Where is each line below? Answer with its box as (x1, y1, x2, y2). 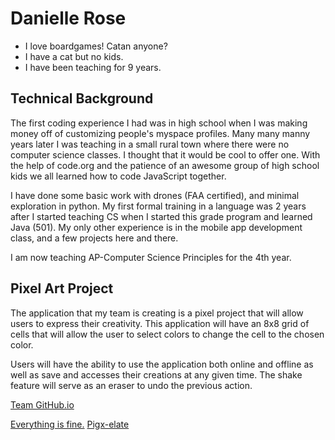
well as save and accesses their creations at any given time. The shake (10, 368, 303, 381)
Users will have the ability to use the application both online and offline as (10, 358, 314, 370)
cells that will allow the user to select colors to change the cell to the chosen (10, 328, 325, 340)
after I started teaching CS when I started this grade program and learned (10, 210, 313, 222)
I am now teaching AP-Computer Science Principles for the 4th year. (10, 251, 292, 263)
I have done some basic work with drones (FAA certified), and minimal (10, 189, 300, 201)
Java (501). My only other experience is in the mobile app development (10, 221, 303, 233)
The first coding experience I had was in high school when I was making (10, 117, 308, 129)
